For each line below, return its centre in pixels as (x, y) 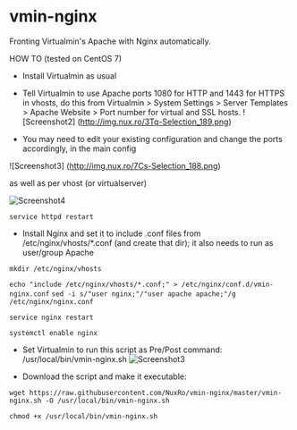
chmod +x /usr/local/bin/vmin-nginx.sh (84, 416)
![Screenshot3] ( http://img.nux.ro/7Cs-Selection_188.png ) (115, 165)
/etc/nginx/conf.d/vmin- (228, 284)
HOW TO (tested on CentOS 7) (66, 58)
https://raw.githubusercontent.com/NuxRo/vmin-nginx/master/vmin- (155, 392)
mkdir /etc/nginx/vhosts (55, 269)
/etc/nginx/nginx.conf (51, 301)
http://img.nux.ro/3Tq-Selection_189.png (154, 122)
